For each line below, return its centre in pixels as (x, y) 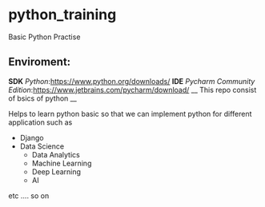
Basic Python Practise (44, 37)
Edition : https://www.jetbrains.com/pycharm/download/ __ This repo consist (132, 90)
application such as (40, 122)
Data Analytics (56, 154)
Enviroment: (40, 62)
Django (32, 137)
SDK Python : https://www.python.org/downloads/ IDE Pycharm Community (132, 81)
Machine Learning (62, 163)
